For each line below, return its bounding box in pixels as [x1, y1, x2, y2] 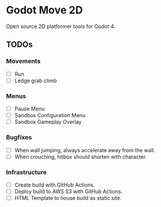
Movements [6, 57, 41, 65]
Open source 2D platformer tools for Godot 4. [6, 23, 116, 30]
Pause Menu [14, 106, 45, 113]
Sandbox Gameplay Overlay [14, 118, 82, 125]
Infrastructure [6, 168, 47, 176]
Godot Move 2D [6, 3, 83, 17]
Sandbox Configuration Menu [14, 112, 86, 119]
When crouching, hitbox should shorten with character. [14, 153, 147, 160]
